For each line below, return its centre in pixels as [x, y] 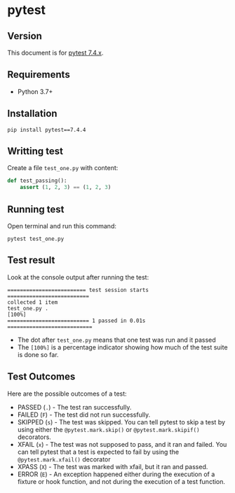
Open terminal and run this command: [62, 226]
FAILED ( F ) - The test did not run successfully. [84, 415]
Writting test [35, 152]
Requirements [39, 75]
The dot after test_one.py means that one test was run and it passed [116, 340]
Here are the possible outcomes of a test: [67, 394]
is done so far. [38, 354]
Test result [31, 260]
